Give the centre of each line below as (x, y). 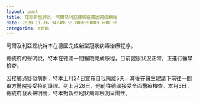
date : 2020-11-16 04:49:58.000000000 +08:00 (62, 23)
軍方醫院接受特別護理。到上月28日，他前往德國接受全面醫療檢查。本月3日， (99, 86)
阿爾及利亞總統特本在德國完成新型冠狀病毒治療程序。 (71, 46)
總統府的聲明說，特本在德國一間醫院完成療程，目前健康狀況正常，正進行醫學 (99, 58)
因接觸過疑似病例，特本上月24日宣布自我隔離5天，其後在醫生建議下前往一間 (99, 78)
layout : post (22, 12)
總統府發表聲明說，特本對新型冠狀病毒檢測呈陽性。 (68, 93)
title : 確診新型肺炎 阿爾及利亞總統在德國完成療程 (62, 17)
